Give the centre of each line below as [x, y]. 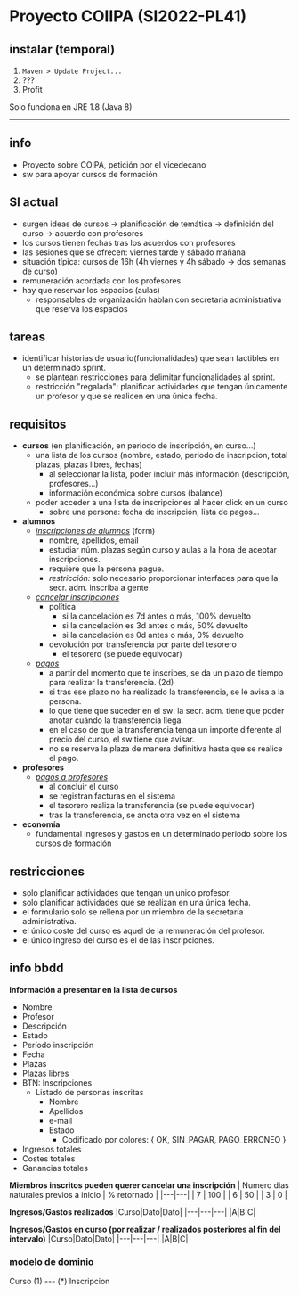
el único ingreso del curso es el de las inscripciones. [118, 940]
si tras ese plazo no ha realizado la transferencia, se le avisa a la [166, 692]
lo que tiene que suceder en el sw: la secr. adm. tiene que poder [166, 711]
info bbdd [36, 968]
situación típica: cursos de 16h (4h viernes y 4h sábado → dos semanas [154, 261]
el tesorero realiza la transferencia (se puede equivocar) [152, 806]
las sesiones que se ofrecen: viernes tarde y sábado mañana [134, 252]
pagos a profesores [72, 777]
